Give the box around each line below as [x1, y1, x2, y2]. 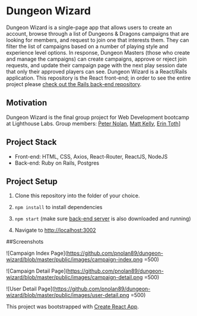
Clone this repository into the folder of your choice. [14, 192, 140, 200]
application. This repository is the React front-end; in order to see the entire [6, 74, 191, 81]
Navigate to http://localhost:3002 [14, 227, 96, 234]
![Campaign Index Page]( [6, 249, 67, 257]
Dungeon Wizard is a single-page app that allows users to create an [6, 24, 172, 31]
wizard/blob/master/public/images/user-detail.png [6, 292, 129, 299]
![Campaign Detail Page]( [6, 267, 68, 274]
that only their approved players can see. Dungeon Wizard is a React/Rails [6, 68, 188, 75]
